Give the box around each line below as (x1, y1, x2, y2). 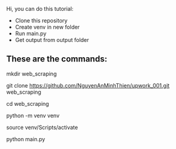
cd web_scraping (6, 100, 50, 107)
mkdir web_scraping (6, 70, 57, 77)
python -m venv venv (6, 112, 59, 119)
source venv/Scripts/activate (6, 123, 78, 131)
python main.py (6, 135, 46, 142)
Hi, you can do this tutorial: (6, 5, 74, 12)
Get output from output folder (15, 36, 89, 43)
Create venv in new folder (15, 24, 80, 30)
